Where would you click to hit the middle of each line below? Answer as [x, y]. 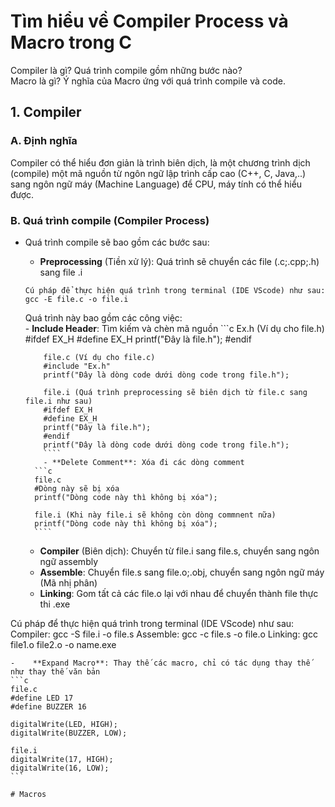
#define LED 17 [42, 698]
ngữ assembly [69, 561]
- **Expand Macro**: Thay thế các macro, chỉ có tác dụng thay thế [160, 663]
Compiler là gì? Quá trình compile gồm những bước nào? [126, 70]
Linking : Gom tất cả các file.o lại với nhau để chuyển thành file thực [179, 593]
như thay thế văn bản [55, 671]
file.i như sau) [58, 401]
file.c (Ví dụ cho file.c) [99, 357]
